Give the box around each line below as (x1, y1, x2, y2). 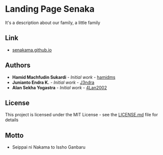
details (5, 117, 19, 123)
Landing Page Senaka (5, 3, 95, 15)
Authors (5, 61, 31, 70)
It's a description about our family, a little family (5, 20, 101, 26)
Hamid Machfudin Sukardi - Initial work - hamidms (12, 74, 116, 80)
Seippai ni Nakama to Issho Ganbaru (12, 144, 86, 150)
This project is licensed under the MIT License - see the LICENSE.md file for (5, 112, 158, 118)
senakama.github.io (12, 47, 52, 52)
